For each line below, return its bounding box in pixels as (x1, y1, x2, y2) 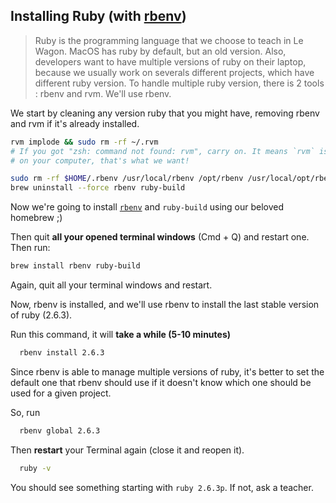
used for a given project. (10, 387, 112, 399)
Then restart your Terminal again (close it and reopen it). (10, 444, 245, 456)
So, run (10, 406, 41, 418)
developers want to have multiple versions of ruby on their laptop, (34, 55, 307, 68)
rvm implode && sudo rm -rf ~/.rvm (10, 137, 159, 147)
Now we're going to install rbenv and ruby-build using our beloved (10, 201, 285, 213)
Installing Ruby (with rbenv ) (10, 8, 187, 25)
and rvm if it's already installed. (10, 117, 140, 129)
